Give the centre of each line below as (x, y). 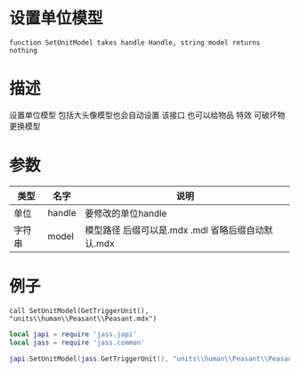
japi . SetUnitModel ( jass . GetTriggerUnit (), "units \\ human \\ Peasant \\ (139, 359)
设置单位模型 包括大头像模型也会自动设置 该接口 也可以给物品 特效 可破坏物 (147, 115)
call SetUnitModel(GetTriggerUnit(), (79, 310)
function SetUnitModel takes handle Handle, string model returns (135, 42)
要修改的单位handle (126, 213)
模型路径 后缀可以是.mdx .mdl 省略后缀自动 (174, 230)
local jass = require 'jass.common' (77, 343)
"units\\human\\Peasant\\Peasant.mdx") (83, 318)
